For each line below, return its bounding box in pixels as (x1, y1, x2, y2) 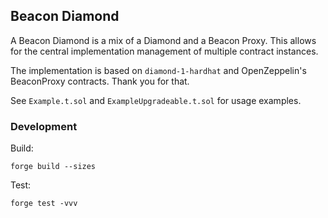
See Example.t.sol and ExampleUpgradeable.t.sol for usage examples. (10, 94, 302, 106)
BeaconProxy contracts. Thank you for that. (10, 75, 190, 87)
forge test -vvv (10, 199, 78, 209)
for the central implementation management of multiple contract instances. (10, 45, 319, 57)
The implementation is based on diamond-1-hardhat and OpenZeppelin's (10, 64, 307, 76)
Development (10, 119, 78, 133)
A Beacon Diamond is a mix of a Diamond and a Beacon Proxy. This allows (10, 34, 317, 46)
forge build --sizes (10, 162, 97, 172)
